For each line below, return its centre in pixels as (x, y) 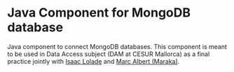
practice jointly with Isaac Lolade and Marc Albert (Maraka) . (94, 61)
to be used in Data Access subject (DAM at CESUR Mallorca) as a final (109, 54)
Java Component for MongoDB (99, 13)
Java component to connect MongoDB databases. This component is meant (117, 46)
